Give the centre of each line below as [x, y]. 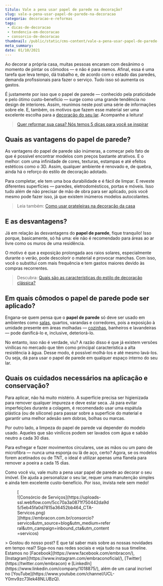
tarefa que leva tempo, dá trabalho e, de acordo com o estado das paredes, [81, 74]
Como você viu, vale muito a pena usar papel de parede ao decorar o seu [78, 472]
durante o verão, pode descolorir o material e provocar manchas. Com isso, [81, 258]
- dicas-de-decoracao [29, 28]
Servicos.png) [31, 513]
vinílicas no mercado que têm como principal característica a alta [70, 347]
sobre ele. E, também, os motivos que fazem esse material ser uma [72, 109]
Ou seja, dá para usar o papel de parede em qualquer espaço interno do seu [81, 358]
